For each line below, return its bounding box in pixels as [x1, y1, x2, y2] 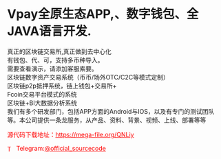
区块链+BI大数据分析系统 [7, 99, 78, 107]
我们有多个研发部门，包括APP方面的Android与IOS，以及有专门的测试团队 [7, 107, 215, 115]
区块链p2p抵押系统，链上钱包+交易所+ [7, 82, 117, 90]
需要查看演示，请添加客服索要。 [7, 64, 98, 73]
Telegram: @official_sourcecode [16, 144, 107, 152]
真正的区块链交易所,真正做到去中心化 [7, 47, 112, 56]
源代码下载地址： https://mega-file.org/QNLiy [7, 130, 134, 138]
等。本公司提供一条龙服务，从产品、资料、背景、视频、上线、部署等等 [7, 116, 207, 124]
